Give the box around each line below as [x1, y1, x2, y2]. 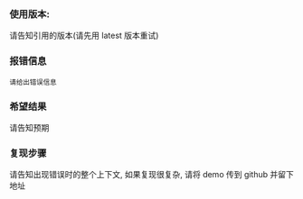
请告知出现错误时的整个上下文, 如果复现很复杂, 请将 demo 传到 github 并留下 [9, 169, 294, 180]
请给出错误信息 [9, 77, 57, 86]
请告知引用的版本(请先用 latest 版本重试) [9, 30, 159, 41]
